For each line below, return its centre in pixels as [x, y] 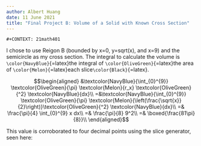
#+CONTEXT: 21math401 [33, 40]
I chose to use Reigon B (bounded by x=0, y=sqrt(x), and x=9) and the [93, 50]
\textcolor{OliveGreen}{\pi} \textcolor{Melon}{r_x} [73, 88]
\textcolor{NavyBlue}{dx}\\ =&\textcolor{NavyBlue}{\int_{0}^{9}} [107, 94]
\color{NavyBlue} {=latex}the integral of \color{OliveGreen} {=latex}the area [100, 63]
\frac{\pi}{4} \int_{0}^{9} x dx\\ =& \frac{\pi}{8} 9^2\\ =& [76, 113]
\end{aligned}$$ [109, 120]
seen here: [20, 138]
